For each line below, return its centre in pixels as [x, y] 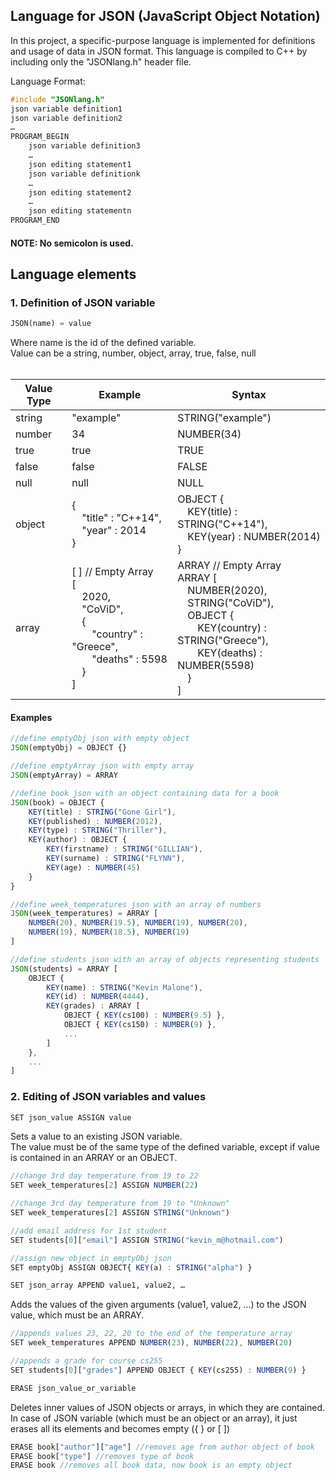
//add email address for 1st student [89, 1230]
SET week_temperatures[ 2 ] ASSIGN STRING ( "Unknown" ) [120, 1213]
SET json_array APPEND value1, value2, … [98, 1285]
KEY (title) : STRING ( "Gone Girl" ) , [102, 812]
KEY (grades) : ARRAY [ [93, 1006]
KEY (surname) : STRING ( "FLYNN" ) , [116, 859]
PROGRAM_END [35, 220]
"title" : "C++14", [121, 518]
